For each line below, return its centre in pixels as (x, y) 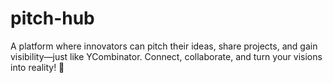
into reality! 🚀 (37, 67)
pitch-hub (52, 18)
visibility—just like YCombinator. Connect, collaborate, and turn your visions (166, 56)
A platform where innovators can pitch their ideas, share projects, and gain (164, 46)
